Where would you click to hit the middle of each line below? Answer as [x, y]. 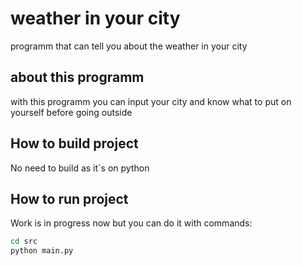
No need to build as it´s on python [80, 168]
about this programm [77, 77]
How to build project [74, 143]
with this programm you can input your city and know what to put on [151, 101]
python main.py [42, 251]
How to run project [69, 198]
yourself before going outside [71, 112]
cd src [24, 242]
